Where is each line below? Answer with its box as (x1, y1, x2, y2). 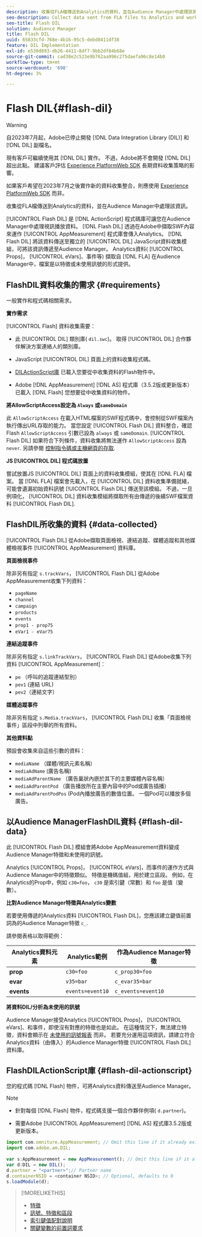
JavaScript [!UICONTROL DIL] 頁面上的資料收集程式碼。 (14, 356, 155, 363)
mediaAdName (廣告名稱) (14, 767, 72, 774)
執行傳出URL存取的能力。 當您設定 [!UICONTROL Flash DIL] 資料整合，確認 (6, 422, 192, 429)
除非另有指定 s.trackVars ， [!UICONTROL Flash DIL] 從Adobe (6, 570, 160, 577)
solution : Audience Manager (6, 25, 77, 32)
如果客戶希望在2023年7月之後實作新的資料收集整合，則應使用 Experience (6, 182, 189, 190)
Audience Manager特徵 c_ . (22, 919, 88, 926)
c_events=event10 (114, 988, 164, 994)
